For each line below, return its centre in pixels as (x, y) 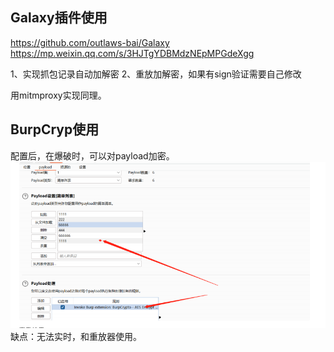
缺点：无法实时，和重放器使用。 (76, 337)
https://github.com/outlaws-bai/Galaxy (90, 42)
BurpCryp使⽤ (55, 129)
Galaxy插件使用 (59, 18)
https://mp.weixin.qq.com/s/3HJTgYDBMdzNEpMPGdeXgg (132, 53)
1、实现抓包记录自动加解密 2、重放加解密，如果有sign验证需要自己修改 (156, 74)
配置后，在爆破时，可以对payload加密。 (92, 155)
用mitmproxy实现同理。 (58, 95)
